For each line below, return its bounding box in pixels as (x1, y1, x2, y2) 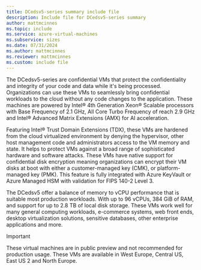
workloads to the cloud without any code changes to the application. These (6, 95, 193, 102)
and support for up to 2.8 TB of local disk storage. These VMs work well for (6, 201, 193, 209)
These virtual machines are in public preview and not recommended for (6, 244, 183, 251)
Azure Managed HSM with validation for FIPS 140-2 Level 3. (6, 177, 154, 184)
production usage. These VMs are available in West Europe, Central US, (6, 251, 184, 258)
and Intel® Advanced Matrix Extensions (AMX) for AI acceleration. (6, 114, 169, 121)
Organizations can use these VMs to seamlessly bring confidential (6, 89, 170, 96)
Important (6, 233, 31, 240)
